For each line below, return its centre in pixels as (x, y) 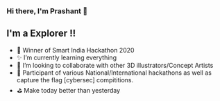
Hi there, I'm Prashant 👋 (47, 11)
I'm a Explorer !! (41, 34)
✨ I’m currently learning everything (67, 57)
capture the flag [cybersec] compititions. (75, 80)
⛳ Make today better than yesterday (68, 90)
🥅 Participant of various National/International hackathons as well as (114, 73)
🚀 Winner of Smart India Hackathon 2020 (75, 50)
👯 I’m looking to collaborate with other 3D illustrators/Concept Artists (115, 65)
